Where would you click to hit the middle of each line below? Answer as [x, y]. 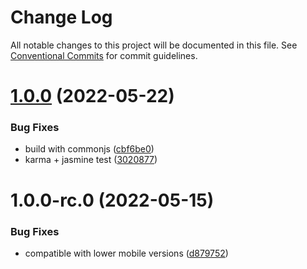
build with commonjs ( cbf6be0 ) [89, 149]
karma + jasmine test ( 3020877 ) [91, 160]
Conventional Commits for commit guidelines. [104, 55]
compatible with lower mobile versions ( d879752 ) [126, 253]
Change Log [61, 17]
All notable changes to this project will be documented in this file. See [154, 45]
